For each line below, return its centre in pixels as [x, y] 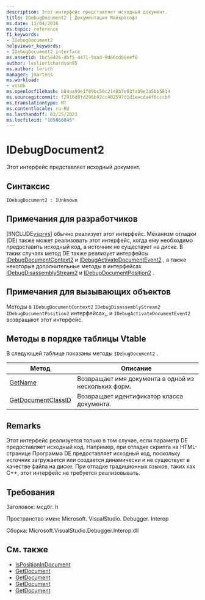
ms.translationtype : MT [37, 103]
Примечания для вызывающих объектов [89, 292]
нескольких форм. [104, 387]
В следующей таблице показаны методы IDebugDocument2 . [82, 353]
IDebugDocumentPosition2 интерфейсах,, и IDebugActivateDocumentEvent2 [99, 313]
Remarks [24, 426]
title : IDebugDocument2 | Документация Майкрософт [72, 18]
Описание [136, 368]
